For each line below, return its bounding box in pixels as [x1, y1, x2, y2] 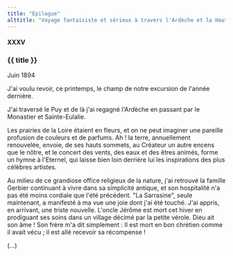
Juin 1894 [7, 71, 35, 80]
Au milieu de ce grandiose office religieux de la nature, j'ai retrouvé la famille [7, 176, 226, 185]
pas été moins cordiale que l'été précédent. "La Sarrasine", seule [7, 191, 193, 200]
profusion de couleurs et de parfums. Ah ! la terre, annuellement [7, 133, 191, 142]
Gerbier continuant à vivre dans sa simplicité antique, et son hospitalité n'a [7, 184, 221, 192]
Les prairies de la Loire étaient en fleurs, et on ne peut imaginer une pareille [7, 126, 223, 135]
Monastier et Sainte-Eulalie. [7, 112, 87, 121]
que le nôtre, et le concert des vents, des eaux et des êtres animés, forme [7, 148, 218, 157]
